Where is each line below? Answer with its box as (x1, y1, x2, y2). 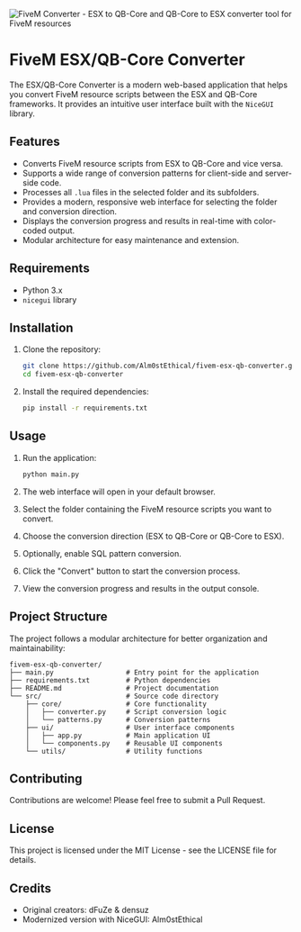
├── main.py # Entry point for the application (9, 667, 259, 677)
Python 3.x (22, 285, 63, 295)
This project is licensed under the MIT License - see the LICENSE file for (9, 845, 277, 855)
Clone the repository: (22, 344, 102, 355)
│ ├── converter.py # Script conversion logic (25, 707, 227, 716)
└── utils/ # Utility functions (25, 747, 203, 756)
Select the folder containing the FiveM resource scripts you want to (22, 503, 272, 514)
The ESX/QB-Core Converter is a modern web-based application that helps (9, 79, 288, 90)
